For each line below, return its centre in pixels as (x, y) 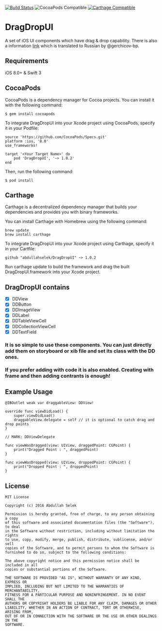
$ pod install (19, 180)
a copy (12, 518)
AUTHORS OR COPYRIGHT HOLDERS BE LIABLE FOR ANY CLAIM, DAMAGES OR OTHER (81, 604)
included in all (21, 565)
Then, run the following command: (39, 171)
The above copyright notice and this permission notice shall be (72, 561)
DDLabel (21, 315)
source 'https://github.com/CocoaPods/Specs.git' (56, 137)
